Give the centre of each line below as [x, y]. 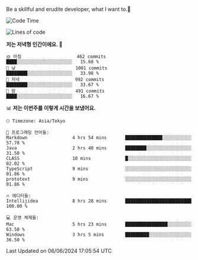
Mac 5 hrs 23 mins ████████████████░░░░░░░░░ [99, 224]
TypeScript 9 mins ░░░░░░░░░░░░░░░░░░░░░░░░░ [99, 169]
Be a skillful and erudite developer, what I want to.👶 [69, 9]
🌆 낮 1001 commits [57, 68]
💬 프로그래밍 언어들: [28, 133]
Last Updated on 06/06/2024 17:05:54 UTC [59, 251]
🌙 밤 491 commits [56, 91]
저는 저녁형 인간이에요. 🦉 [35, 44]
